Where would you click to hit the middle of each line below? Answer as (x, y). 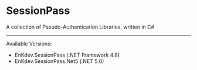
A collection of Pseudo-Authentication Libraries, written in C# (80, 27)
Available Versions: (29, 43)
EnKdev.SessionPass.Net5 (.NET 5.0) (59, 61)
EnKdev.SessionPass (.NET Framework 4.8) (67, 55)
